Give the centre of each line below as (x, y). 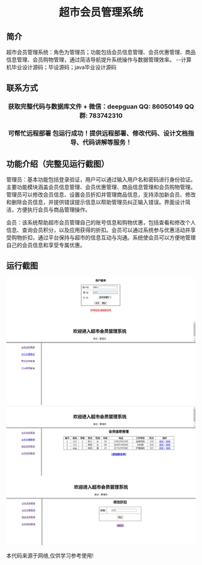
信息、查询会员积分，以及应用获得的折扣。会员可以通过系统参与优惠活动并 (98, 230)
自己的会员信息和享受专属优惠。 (46, 245)
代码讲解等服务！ (107, 142)
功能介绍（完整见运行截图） (58, 164)
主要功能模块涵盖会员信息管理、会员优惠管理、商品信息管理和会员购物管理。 (101, 187)
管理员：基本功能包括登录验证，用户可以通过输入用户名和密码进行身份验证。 (101, 180)
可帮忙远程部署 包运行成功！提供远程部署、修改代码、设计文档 (98, 133)
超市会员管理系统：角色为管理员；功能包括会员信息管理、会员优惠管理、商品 (101, 52)
